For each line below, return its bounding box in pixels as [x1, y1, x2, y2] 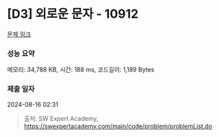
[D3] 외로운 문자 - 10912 [7, 6, 139, 22]
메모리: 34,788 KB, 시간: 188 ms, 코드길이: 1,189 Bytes [7, 65, 155, 74]
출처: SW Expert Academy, [23, 114, 99, 123]
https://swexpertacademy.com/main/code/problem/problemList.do [23, 122, 213, 130]
